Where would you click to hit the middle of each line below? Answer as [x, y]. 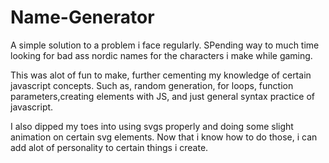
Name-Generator [82, 17]
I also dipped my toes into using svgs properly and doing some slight [152, 126]
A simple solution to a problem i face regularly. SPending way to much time [165, 45]
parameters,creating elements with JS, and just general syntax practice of [162, 96]
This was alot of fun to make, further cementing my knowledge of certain [161, 75]
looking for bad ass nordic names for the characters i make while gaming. [161, 55]
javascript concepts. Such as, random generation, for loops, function [152, 85]
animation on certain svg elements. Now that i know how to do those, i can [164, 137]
